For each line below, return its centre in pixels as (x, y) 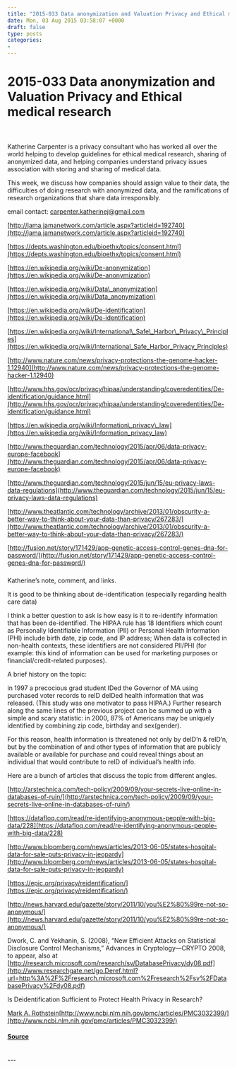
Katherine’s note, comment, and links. (62, 580)
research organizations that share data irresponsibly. (84, 197)
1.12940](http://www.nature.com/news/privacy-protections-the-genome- (114, 367)
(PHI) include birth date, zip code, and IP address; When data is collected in (117, 638)
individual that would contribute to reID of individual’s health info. (102, 762)
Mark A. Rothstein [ (35, 1013)
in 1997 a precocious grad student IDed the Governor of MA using (103, 688)
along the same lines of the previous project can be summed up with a (109, 710)
